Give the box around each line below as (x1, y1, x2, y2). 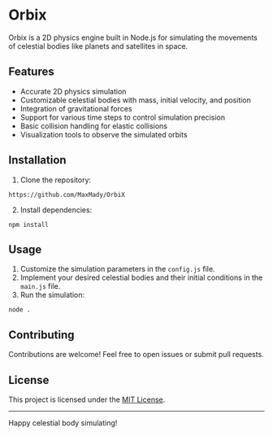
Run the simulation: (19, 290, 85, 300)
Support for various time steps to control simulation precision (19, 112, 226, 122)
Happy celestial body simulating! (8, 418, 118, 428)
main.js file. (19, 281, 61, 291)
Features (8, 65, 54, 79)
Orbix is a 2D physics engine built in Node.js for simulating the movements (8, 33, 258, 42)
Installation (8, 153, 67, 168)
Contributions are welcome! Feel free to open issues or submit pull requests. (8, 350, 264, 360)
